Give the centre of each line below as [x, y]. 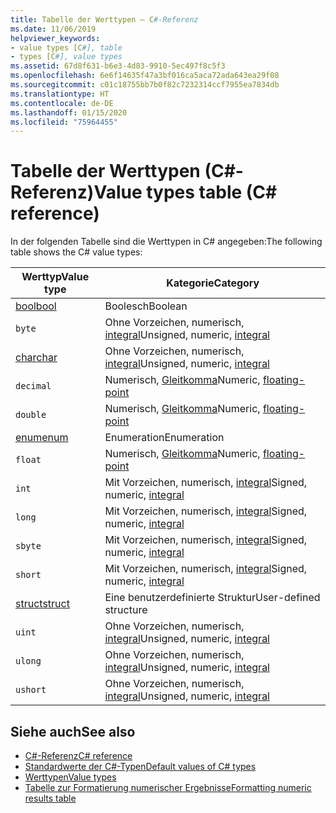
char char [36, 358]
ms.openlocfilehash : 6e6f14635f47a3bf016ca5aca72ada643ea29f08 [145, 76]
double [31, 415]
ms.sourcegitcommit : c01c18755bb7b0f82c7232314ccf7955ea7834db [145, 85]
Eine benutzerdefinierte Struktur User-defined [212, 598]
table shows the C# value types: [76, 252]
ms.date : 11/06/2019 [53, 29]
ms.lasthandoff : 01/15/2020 [69, 112]
